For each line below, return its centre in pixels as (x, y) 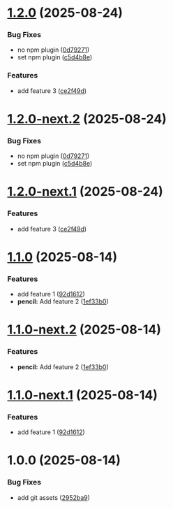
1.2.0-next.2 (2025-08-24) (87, 119)
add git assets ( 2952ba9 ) (54, 497)
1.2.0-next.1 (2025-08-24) (85, 192)
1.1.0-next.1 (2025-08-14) (83, 395)
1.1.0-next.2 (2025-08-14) (84, 330)
